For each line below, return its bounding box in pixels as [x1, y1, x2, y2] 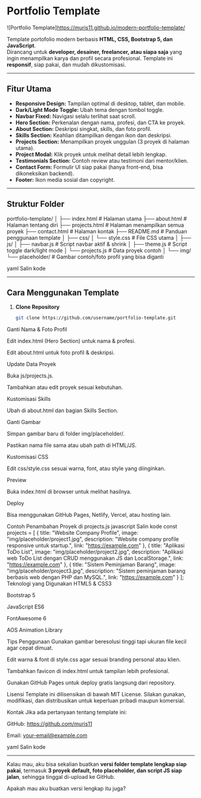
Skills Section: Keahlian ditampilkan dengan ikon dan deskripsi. [15, 132, 172, 139]
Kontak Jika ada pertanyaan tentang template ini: [7, 709, 127, 716]
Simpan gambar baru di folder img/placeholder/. [7, 430, 125, 437]
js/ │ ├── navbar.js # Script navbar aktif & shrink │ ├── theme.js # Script [7, 240, 187, 248]
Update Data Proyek [7, 361, 56, 368]
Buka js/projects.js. [7, 372, 54, 379]
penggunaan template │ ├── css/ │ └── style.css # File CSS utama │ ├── [7, 234, 191, 241]
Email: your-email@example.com [7, 732, 88, 739]
